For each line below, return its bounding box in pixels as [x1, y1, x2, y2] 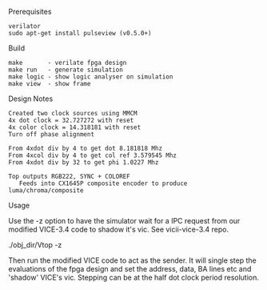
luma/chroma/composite [8, 187, 84, 195]
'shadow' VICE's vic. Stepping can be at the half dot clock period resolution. [8, 272, 260, 282]
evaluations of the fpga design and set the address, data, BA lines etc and [8, 264, 252, 273]
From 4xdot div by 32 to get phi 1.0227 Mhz [8, 159, 159, 167]
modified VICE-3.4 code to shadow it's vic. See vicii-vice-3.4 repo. [8, 224, 229, 234]
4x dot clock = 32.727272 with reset [8, 116, 134, 124]
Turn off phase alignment [8, 131, 94, 139]
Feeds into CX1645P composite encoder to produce [18, 179, 188, 187]
